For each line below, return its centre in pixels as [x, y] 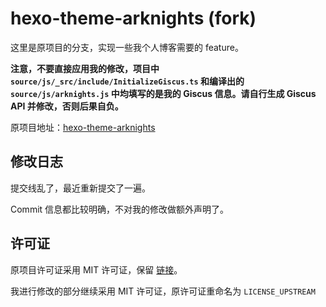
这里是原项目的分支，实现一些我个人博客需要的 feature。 [127, 47]
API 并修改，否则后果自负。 [67, 106]
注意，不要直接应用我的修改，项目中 [85, 68]
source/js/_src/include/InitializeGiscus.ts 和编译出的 [127, 81]
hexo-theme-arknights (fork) [133, 18]
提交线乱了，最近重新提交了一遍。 [80, 188]
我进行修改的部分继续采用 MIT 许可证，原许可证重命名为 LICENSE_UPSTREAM [163, 291]
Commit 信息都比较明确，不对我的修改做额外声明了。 [120, 209]
